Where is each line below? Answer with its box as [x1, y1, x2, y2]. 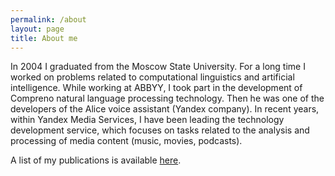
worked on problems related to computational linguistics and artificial [10, 71, 295, 83]
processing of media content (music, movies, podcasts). [10, 135, 243, 147]
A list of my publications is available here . [10, 154, 182, 166]
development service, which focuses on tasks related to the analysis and [10, 124, 310, 136]
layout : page [10, 24, 65, 34]
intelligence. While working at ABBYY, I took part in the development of [10, 82, 303, 94]
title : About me [10, 33, 78, 43]
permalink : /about [10, 14, 87, 25]
